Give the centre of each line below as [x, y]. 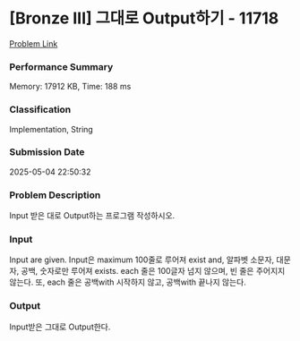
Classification [40, 110]
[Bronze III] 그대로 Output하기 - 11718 [144, 18]
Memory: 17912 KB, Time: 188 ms [70, 87]
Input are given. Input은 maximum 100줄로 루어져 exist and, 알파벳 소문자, [142, 260]
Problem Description [55, 195]
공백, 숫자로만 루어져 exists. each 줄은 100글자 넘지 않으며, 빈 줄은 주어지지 [153, 271]
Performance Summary [61, 66]
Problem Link [34, 43]
